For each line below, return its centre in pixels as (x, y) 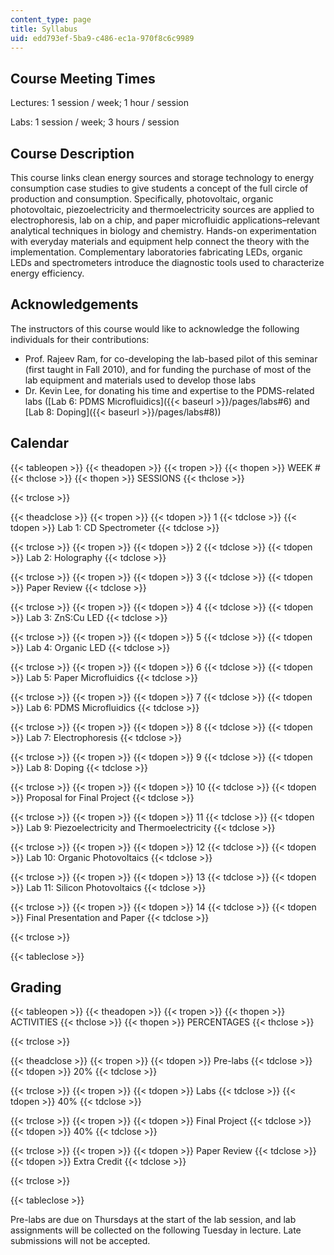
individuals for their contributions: (80, 339)
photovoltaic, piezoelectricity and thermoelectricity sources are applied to (162, 209)
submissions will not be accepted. (80, 1241)
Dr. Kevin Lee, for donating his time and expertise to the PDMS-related (169, 390)
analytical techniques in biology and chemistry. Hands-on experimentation (163, 230)
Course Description (72, 153)
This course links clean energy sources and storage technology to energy (162, 177)
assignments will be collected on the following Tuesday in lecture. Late (156, 1230)
